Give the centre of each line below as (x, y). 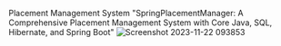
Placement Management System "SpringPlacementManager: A (126, 13)
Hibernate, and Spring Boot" (61, 32)
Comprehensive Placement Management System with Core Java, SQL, (140, 23)
